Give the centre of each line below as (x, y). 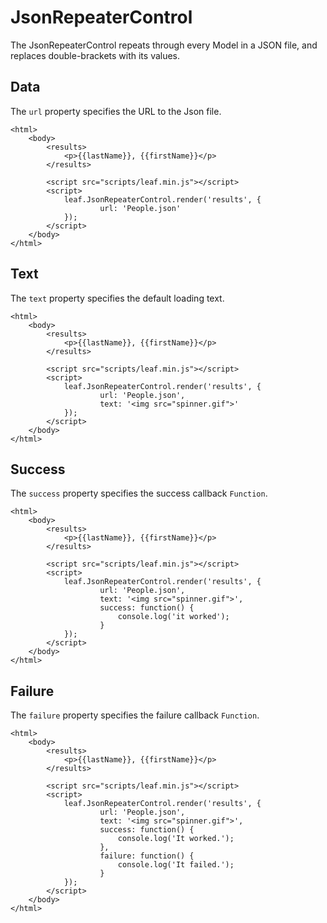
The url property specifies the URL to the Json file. (116, 111)
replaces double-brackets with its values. (95, 55)
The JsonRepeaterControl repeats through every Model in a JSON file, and (164, 45)
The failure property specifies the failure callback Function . (135, 715)
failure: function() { (147, 856)
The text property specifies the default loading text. (117, 298)
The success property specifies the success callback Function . (139, 493)
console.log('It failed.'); (176, 865)
